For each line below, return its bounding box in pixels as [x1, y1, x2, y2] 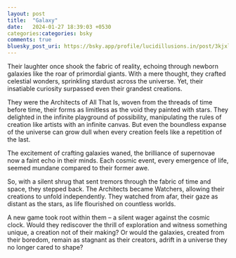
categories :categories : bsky [7, 29, 93, 37]
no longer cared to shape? [7, 243, 84, 251]
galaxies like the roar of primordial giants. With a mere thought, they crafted [7, 69, 226, 78]
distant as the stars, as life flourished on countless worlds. [7, 200, 176, 208]
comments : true [7, 36, 52, 43]
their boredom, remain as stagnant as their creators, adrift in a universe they [7, 236, 228, 244]
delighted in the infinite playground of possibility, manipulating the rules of [7, 113, 222, 121]
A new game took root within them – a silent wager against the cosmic [7, 213, 211, 222]
